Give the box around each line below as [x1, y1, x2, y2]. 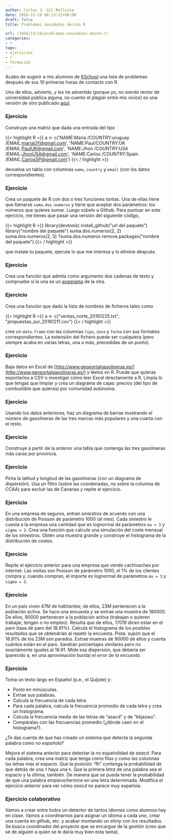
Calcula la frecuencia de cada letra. [12, 697, 88, 703]
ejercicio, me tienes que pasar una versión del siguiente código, [5, 212, 140, 218]
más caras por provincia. [5, 451, 58, 457]
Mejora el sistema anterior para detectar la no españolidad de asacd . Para [5, 750, 161, 756]
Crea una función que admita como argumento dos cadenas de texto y [5, 273, 154, 279]
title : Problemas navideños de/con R [5, 22, 86, 27]
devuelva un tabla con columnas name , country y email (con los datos [5, 166, 150, 172]
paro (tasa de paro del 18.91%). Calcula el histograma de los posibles [5, 625, 151, 631]
